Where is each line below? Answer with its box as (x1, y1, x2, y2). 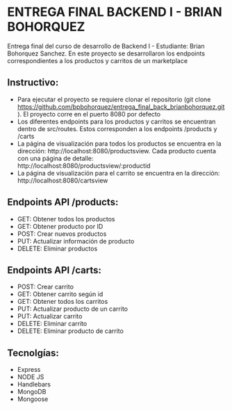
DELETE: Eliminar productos (17, 244, 98, 253)
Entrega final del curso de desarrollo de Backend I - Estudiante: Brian (7, 42, 205, 50)
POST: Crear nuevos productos (17, 230, 107, 238)
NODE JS (17, 373, 44, 382)
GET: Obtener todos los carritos (17, 298, 108, 306)
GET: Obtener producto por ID (17, 222, 103, 230)
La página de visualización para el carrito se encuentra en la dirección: (17, 169, 220, 177)
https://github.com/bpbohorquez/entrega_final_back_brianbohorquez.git (17, 102, 225, 111)
